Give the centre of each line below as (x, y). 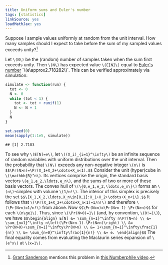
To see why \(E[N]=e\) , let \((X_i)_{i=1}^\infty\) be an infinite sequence (82, 154)
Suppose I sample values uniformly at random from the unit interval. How (80, 38)
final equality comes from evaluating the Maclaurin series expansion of (78, 237)
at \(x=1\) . (31, 243)
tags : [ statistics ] (25, 15)
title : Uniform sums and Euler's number (48, 10)
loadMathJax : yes (23, 24)
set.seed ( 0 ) (17, 131)
